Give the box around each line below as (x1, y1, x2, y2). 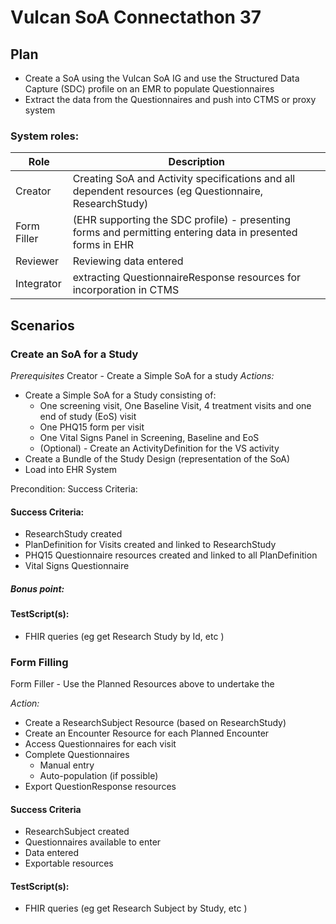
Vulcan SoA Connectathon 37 (10, 6, 262, 29)
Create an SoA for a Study (10, 347, 139, 361)
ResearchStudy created (24, 528, 123, 540)
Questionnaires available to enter (24, 836, 162, 848)
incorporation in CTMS (72, 283, 180, 297)
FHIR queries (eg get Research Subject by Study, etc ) (24, 902, 248, 915)
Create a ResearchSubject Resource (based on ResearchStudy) (24, 717, 287, 729)
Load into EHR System (24, 463, 117, 475)
